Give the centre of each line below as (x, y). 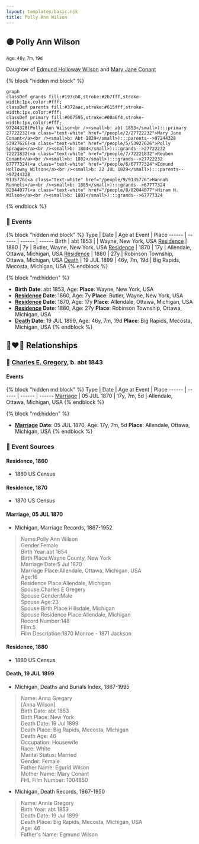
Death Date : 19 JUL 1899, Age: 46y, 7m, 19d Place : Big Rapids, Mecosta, (103, 320)
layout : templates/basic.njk (42, 12)
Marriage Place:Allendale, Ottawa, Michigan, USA (81, 570)
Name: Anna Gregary (46, 698)
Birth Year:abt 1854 (44, 551)
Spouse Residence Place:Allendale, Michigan (76, 614)
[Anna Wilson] (38, 705)
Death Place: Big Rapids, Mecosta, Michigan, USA (81, 822)
